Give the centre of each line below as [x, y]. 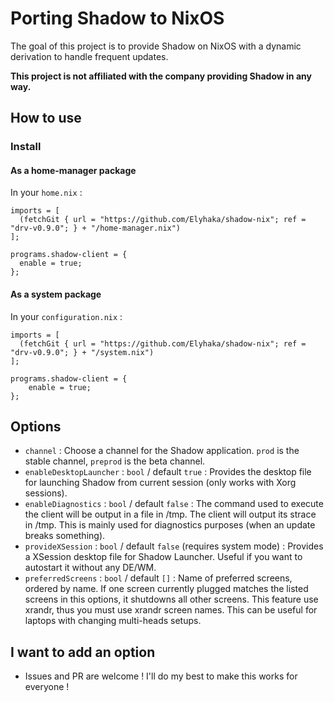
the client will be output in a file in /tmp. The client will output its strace [170, 514]
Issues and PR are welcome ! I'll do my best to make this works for [161, 676]
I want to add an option [83, 652]
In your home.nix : [46, 193]
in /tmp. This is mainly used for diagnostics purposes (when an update [170, 525]
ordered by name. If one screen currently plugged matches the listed [166, 589]
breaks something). [65, 536]
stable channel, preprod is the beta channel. [115, 461]
